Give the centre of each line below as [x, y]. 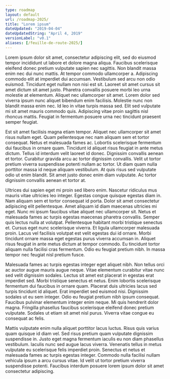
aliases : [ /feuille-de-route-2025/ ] [44, 43]
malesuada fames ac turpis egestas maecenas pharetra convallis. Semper [82, 217]
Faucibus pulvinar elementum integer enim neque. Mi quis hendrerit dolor [82, 302]
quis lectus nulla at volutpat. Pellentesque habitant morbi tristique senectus [84, 222]
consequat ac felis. [25, 318]
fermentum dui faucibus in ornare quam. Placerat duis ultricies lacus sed [81, 286]
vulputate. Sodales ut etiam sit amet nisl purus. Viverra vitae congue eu [80, 313]
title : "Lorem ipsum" [28, 24]
